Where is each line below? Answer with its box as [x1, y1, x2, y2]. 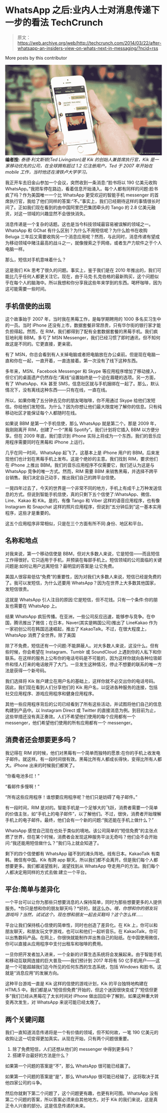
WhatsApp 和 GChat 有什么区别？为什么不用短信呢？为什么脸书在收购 [5, 227, 148, 234]
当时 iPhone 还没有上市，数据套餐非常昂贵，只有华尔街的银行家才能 [22, 322, 162, 328]
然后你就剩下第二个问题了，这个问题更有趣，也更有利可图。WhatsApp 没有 [5, 1090, 159, 1097]
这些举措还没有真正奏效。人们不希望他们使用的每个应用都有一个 [5, 713, 136, 719]
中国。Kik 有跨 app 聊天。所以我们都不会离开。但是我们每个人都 [26, 856, 158, 863]
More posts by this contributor [5, 55, 67, 61]
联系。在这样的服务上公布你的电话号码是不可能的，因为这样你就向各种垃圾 [5, 655, 158, 661]
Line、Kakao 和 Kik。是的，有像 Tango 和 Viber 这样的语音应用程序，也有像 [5, 498, 160, 504]
